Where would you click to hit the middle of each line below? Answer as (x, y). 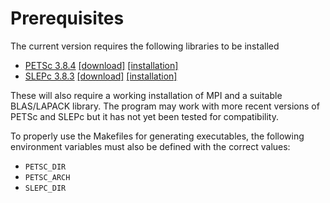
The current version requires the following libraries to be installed (145, 46)
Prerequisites (67, 18)
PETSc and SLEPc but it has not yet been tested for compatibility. (144, 116)
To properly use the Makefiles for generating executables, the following (157, 136)
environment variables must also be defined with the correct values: (150, 146)
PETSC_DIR (45, 167)
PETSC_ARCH (47, 177)
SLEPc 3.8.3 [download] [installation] (101, 76)
